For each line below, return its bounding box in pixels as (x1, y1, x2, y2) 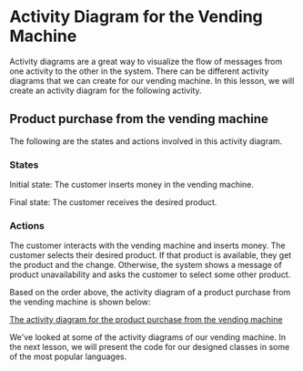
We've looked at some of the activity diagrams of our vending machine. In (9, 332, 287, 343)
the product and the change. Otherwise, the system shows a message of (9, 260, 282, 271)
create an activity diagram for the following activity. (9, 85, 202, 96)
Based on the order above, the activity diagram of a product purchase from (9, 287, 291, 298)
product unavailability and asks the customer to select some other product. (9, 269, 291, 280)
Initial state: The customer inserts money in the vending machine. (9, 180, 255, 191)
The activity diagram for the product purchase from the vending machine (9, 314, 283, 325)
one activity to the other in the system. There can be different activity (9, 66, 269, 77)
